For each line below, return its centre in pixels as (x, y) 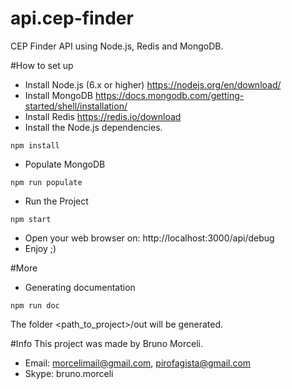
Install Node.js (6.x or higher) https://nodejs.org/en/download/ (153, 84)
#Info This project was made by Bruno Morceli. (107, 343)
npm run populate (46, 182)
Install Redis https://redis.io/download (103, 116)
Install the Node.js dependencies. (93, 127)
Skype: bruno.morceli (69, 373)
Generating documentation (80, 287)
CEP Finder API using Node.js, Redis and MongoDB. (117, 46)
